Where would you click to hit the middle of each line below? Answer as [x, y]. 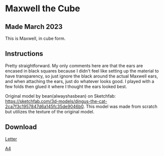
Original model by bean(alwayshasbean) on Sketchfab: [61, 96]
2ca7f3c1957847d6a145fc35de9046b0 [44, 106]
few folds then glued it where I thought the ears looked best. [66, 86]
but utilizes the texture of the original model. [50, 111]
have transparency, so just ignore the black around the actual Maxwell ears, [82, 76]
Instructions [24, 54]
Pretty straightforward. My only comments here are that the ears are [74, 65]
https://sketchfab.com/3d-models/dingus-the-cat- [56, 101]
